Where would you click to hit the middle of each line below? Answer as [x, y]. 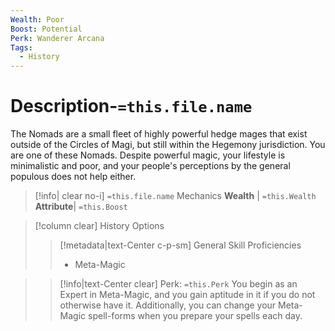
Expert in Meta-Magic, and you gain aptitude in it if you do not [187, 295]
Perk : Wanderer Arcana [57, 38]
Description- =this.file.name [131, 106]
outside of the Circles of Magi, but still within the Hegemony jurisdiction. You [168, 145]
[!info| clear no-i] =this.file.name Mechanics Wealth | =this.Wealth [175, 196]
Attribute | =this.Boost [81, 207]
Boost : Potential [46, 29]
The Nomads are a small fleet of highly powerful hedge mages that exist [159, 134]
